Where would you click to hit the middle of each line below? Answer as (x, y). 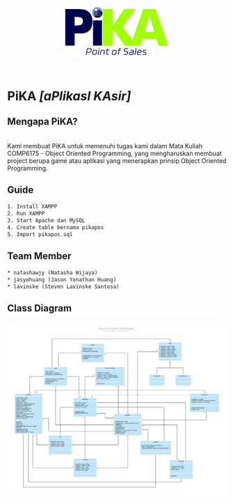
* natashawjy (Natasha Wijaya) (53, 273)
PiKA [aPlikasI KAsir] (69, 96)
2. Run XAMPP (26, 214)
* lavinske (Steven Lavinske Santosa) (63, 287)
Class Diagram (39, 308)
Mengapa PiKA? (42, 121)
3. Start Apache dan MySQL (46, 221)
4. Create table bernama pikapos (56, 228)
